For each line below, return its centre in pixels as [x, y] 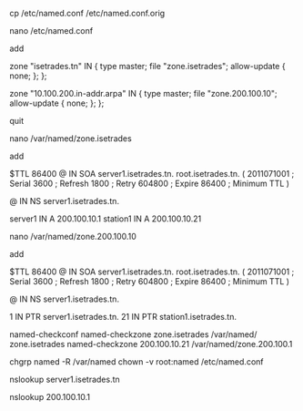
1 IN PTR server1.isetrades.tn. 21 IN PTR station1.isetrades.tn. [123, 317]
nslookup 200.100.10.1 [50, 397]
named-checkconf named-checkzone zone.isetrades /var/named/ [133, 334]
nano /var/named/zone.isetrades [71, 139]
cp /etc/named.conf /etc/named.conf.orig [87, 13]
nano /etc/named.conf [51, 31]
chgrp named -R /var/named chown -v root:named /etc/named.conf [136, 362]
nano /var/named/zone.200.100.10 [73, 236]
